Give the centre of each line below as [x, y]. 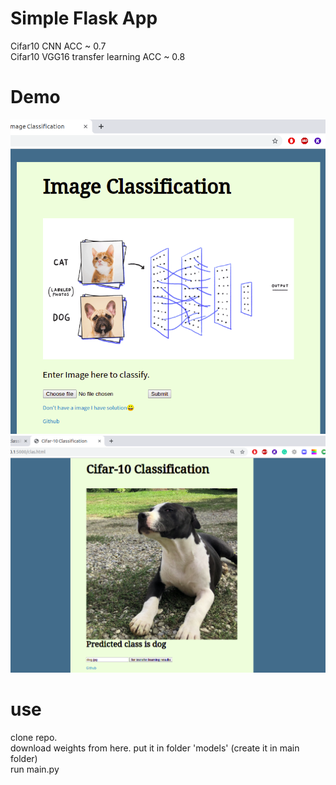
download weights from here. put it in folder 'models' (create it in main [155, 748]
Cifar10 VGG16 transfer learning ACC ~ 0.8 [98, 56]
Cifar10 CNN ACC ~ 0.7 [58, 46]
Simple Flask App [84, 18]
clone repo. [34, 738]
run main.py [35, 769]
